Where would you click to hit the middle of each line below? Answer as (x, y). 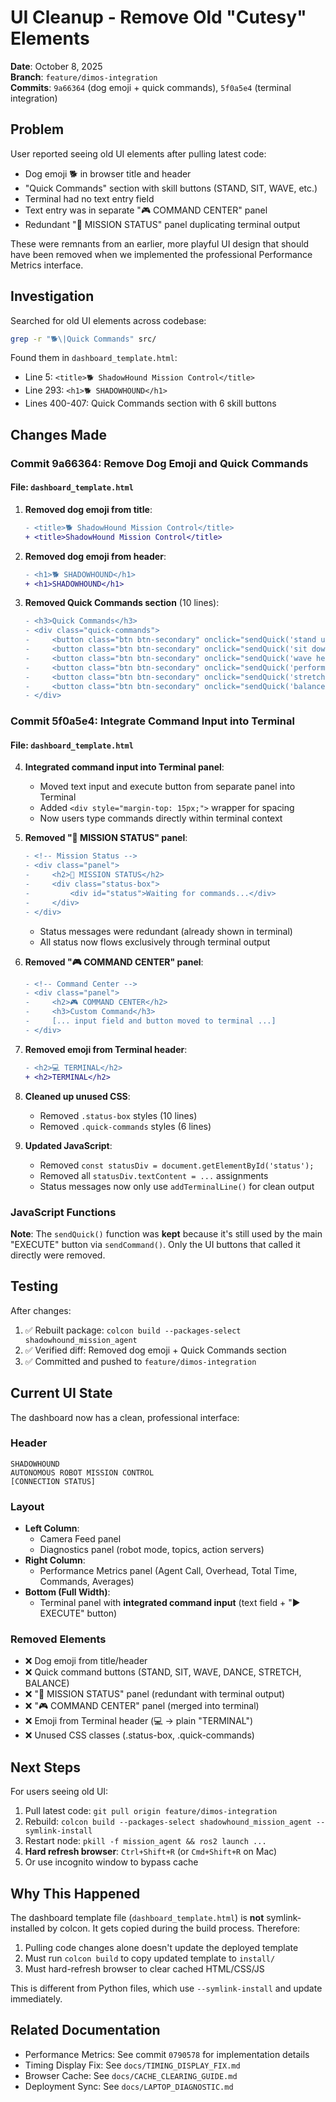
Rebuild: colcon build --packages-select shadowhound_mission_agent (168, 1822)
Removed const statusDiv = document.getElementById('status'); (177, 1165)
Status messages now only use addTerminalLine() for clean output (177, 1186)
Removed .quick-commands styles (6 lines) (125, 1126)
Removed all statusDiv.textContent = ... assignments (154, 1175)
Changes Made (58, 434)
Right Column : (55, 1560)
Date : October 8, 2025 (56, 66)
